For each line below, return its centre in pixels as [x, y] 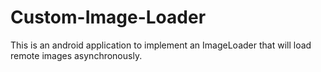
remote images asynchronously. [76, 55]
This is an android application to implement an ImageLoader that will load [161, 45]
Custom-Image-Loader [108, 17]
